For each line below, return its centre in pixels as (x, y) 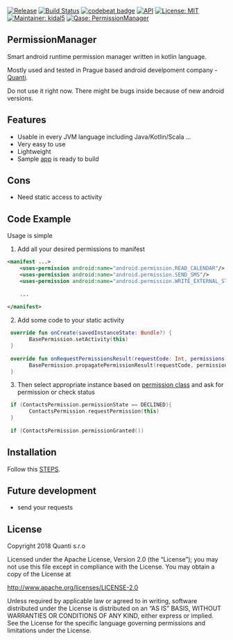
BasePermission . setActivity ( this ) (79, 340)
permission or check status (56, 392)
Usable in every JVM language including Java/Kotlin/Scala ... (104, 137)
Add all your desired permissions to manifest (81, 249)
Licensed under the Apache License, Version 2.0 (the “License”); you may (113, 560)
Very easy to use (41, 144)
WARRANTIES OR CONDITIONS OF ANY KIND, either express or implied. (110, 616)
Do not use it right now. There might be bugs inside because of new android (116, 91)
